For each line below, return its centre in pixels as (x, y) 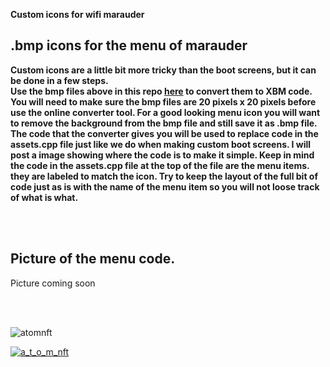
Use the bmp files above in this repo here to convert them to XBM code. (161, 91)
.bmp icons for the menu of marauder (129, 45)
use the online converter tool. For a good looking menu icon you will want (165, 112)
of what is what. (44, 197)
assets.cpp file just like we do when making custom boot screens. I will (161, 144)
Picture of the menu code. (93, 259)
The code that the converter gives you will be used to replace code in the (164, 133)
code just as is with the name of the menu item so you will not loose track (165, 186)
